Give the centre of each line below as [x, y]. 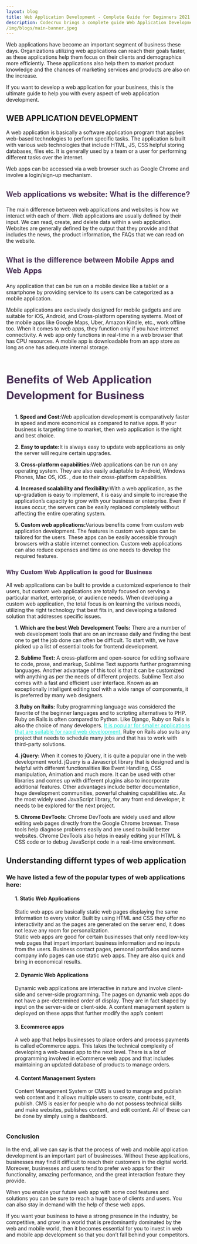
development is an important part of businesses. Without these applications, [98, 1155]
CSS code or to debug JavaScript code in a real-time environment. [95, 842]
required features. [36, 556]
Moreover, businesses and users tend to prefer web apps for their [86, 1168]
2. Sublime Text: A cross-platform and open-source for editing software [102, 658]
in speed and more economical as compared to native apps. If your [96, 423]
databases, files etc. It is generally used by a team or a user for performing [96, 151]
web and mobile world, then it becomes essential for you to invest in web [94, 1228]
